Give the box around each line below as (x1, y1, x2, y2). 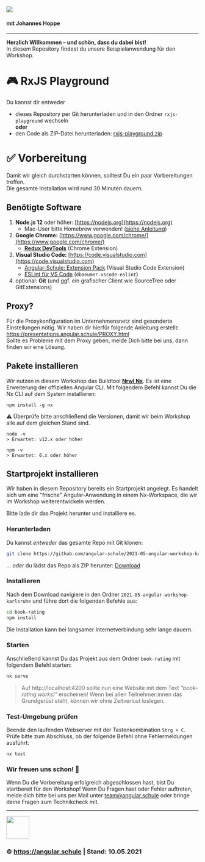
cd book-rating (6, 609, 45, 615)
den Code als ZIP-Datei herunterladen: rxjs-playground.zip (15, 130, 163, 137)
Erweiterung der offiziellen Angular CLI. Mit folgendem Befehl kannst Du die (6, 384, 196, 391)
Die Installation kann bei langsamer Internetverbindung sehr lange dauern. (6, 625, 193, 633)
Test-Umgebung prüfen (6, 712, 78, 720)
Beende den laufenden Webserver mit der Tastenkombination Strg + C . (6, 726, 186, 734)
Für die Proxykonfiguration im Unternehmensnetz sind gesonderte (6, 317, 173, 325)
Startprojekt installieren (6, 469, 99, 479)
